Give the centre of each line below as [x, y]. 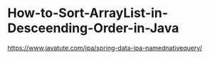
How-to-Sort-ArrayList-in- [88, 13]
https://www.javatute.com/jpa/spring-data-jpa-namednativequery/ [105, 48]
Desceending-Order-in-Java [93, 28]
